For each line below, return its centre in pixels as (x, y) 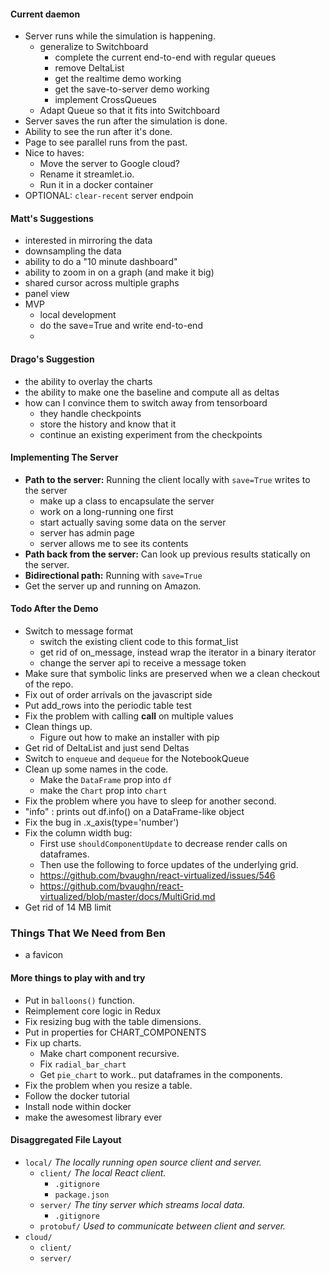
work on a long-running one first (106, 511)
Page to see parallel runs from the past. (106, 142)
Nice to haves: (54, 153)
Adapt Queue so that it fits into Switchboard (130, 111)
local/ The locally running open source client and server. (143, 1162)
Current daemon (45, 14)
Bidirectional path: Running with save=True (113, 575)
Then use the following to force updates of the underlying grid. (169, 865)
